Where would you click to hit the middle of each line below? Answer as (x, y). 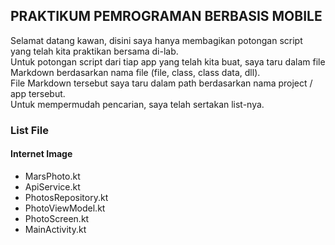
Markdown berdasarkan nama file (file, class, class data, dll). (135, 72)
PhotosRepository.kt (66, 197)
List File (29, 130)
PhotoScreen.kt (57, 218)
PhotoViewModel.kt (65, 208)
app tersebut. (38, 93)
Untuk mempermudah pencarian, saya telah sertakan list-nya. (137, 104)
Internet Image (41, 154)
